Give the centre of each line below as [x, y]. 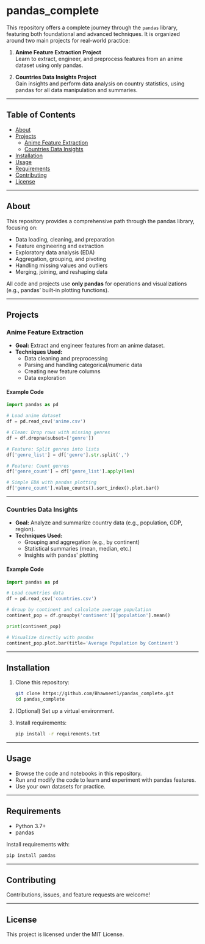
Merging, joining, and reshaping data [61, 271]
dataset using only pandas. [49, 65]
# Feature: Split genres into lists [53, 449]
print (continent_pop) [34, 626]
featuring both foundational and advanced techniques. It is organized [93, 34]
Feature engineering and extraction [59, 246]
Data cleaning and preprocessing [66, 359]
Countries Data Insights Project [56, 77]
